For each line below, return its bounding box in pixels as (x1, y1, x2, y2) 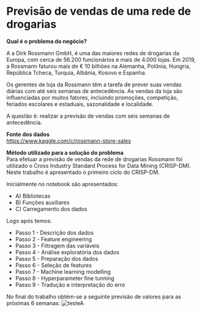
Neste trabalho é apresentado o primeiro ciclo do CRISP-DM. (6, 168, 160, 176)
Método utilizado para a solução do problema (6, 149, 124, 156)
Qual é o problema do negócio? (6, 37, 87, 45)
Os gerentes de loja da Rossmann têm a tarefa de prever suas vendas (6, 81, 182, 88)
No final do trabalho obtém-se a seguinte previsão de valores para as (6, 293, 182, 300)
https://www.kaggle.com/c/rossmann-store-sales (6, 137, 132, 145)
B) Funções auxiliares (15, 198, 70, 206)
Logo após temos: (6, 217, 52, 224)
